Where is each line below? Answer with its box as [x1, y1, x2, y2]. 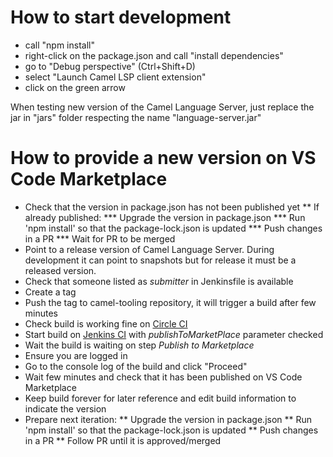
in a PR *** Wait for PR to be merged [24, 232, 176, 245]
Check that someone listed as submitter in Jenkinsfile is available [24, 275, 294, 287]
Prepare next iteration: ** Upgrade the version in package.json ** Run [24, 413, 313, 425]
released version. [24, 264, 97, 276]
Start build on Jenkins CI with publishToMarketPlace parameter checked [24, 328, 324, 340]
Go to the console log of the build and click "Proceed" [24, 360, 248, 372]
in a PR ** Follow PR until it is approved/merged [24, 434, 222, 446]
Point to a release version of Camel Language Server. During [24, 243, 275, 255]
